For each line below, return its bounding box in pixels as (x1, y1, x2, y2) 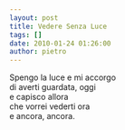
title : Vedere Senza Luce (9, 22, 107, 31)
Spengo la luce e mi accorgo (9, 72, 116, 83)
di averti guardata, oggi (9, 82, 97, 93)
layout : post (9, 13, 59, 23)
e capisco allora (9, 92, 69, 103)
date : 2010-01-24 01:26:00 (9, 38, 111, 48)
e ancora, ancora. (9, 111, 75, 122)
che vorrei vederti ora (9, 101, 91, 112)
